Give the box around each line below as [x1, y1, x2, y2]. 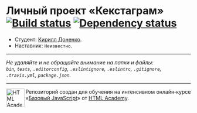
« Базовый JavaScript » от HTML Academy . [25, 94, 129, 101]
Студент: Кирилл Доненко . [14, 36, 82, 43]
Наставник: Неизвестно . [14, 42, 73, 49]
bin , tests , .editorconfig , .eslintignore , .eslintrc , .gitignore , [6, 65, 162, 72]
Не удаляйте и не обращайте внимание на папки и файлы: [6, 59, 154, 66]
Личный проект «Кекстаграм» [6, 4, 164, 18]
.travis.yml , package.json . [6, 71, 72, 78]
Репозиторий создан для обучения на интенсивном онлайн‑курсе [25, 88, 191, 95]
